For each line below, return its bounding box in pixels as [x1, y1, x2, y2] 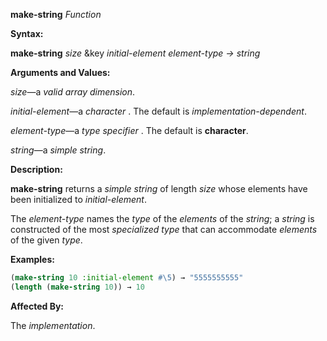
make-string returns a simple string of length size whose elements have [10, 183, 308, 194]
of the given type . [10, 234, 83, 246]
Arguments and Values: [10, 67, 111, 78]
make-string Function [10, 9, 102, 20]
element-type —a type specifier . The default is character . [10, 125, 249, 136]
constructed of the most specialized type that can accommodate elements [10, 224, 318, 235]
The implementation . [10, 319, 96, 331]
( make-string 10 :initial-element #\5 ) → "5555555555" [10, 273, 244, 283]
